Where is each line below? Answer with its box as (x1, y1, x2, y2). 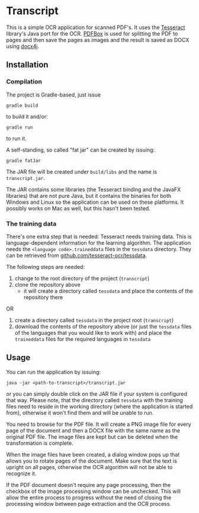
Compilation (6, 78, 43, 86)
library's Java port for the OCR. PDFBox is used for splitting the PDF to (6, 30, 178, 37)
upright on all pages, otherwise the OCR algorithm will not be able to (6, 463, 173, 470)
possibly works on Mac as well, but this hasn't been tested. (6, 204, 151, 211)
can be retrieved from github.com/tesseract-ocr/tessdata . (6, 252, 147, 259)
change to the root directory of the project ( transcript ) (14, 274, 150, 282)
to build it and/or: (6, 113, 49, 120)
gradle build (6, 102, 38, 108)
